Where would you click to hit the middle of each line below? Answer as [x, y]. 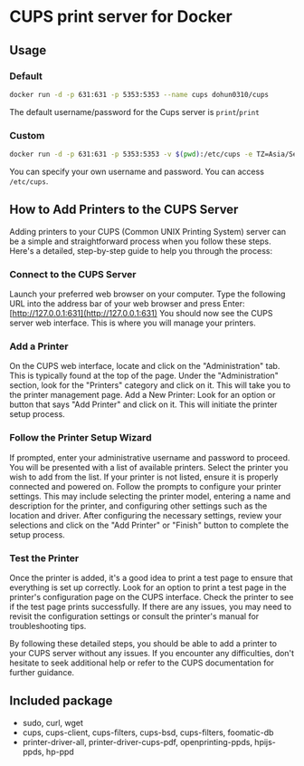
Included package [61, 701]
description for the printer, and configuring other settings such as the [138, 506]
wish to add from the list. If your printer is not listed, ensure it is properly [144, 477]
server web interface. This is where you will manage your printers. [133, 323]
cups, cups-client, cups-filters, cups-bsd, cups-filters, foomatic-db [148, 732]
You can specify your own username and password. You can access [137, 171]
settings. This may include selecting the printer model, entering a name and [150, 496]
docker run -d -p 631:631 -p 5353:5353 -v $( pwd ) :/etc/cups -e [131, 155]
